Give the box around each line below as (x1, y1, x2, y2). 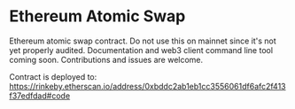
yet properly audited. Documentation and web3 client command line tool (9, 44, 273, 55)
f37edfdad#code (9, 90, 71, 101)
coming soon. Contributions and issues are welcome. (9, 54, 204, 65)
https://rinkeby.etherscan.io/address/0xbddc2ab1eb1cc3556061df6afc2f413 (9, 81, 286, 91)
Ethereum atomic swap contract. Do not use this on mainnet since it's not (9, 35, 276, 46)
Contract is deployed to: (9, 71, 97, 82)
